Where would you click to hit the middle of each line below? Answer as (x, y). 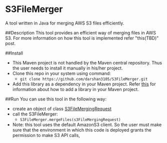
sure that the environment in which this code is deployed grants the (82, 130)
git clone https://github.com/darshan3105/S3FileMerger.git (84, 79)
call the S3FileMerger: (35, 114)
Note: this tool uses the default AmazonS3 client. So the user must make (87, 124)
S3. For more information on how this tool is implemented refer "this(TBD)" (82, 38)
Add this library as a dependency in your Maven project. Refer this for (84, 84)
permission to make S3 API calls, (46, 135)
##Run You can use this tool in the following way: (56, 99)
